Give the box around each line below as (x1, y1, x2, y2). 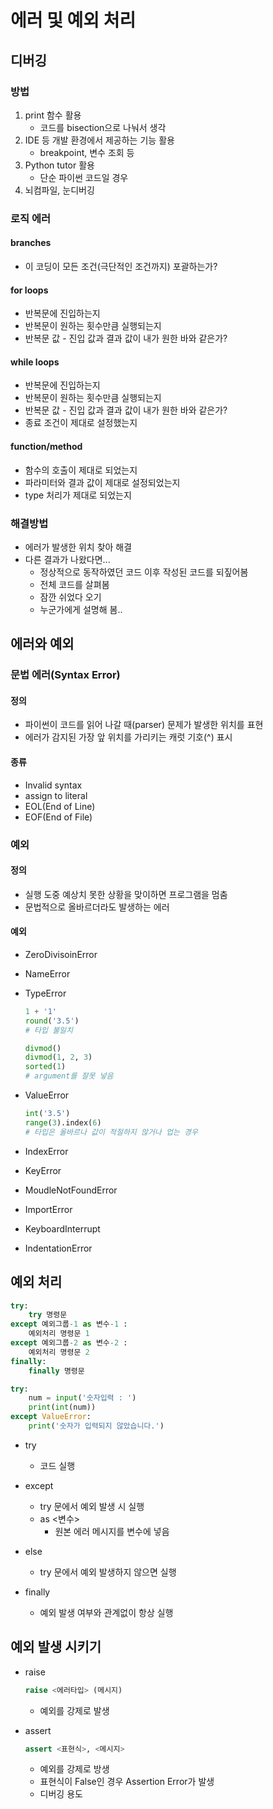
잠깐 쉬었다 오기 (39, 591, 102, 603)
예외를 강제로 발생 (39, 1704, 110, 1716)
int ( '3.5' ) (24, 1109, 71, 1119)
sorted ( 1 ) (24, 1062, 67, 1072)
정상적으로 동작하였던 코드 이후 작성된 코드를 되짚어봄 (39, 566, 249, 578)
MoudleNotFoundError (24, 1184, 118, 1196)
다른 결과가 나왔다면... (24, 553, 111, 565)
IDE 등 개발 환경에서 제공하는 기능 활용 (24, 134, 175, 146)
